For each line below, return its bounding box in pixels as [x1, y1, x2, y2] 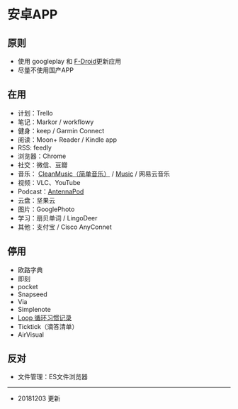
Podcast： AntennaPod [17, 187, 84, 196]
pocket [17, 282, 38, 291]
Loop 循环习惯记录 [17, 313, 72, 322]
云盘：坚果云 [17, 196, 55, 204]
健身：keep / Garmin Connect [17, 126, 105, 135]
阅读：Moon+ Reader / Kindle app [17, 135, 117, 144]
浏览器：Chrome [17, 152, 67, 160]
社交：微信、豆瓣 [17, 160, 68, 169]
